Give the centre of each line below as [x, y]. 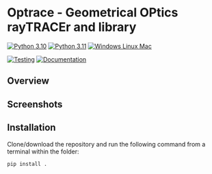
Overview [28, 81]
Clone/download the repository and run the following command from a [106, 144]
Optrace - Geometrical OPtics [93, 13]
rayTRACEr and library [72, 27]
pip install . [27, 164]
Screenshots [35, 104]
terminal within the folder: [43, 151]
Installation [31, 128]
